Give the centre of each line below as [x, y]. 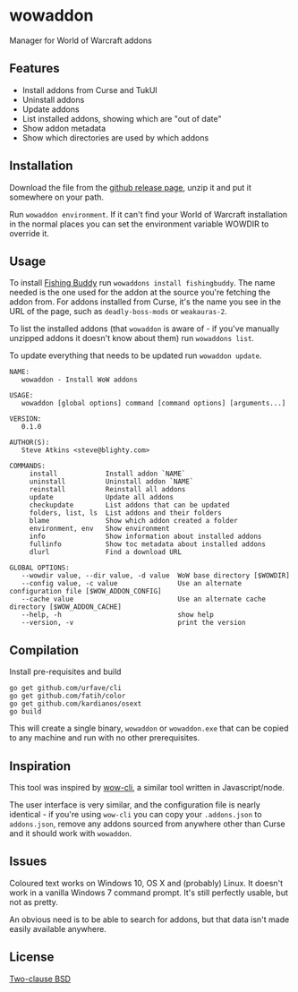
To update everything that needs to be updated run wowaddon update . [136, 355]
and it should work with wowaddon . [71, 833]
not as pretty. [34, 902]
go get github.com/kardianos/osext [76, 704]
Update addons [51, 109]
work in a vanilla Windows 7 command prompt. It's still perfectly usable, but [149, 893]
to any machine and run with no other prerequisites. [104, 738]
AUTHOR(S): [30, 443]
